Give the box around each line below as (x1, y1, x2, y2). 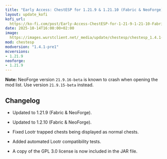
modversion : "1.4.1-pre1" (5, 44, 59, 49)
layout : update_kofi (5, 12, 48, 17)
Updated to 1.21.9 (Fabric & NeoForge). (12, 109, 92, 115)
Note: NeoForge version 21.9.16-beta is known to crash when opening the (5, 77, 158, 83)
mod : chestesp (5, 40, 35, 45)
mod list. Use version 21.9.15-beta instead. (5, 82, 94, 88)
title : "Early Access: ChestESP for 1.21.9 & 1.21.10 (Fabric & (5, 7, 141, 12)
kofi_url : (5, 16, 26, 21)
